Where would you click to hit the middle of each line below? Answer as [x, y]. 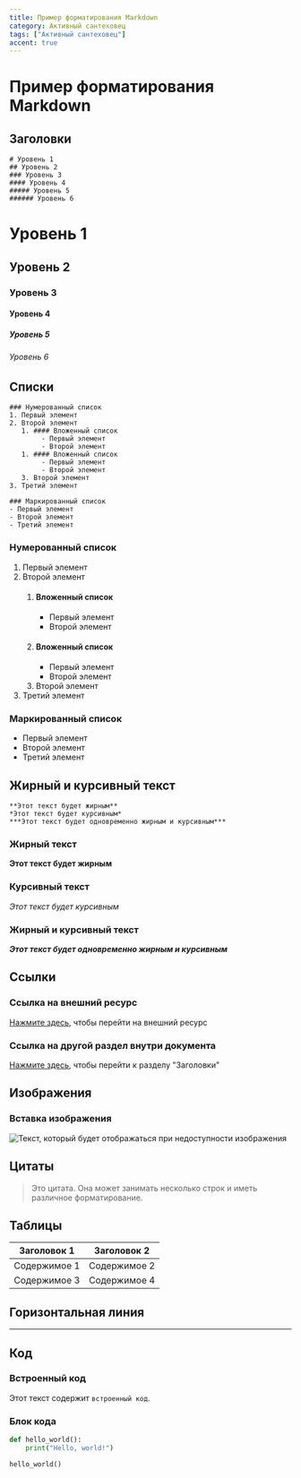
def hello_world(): [46, 1440]
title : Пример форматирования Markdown [84, 17]
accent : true [34, 43]
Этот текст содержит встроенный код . [80, 1397]
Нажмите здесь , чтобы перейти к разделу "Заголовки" [115, 1065]
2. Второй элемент [43, 423]
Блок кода [33, 1421]
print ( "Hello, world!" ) [70, 1448]
